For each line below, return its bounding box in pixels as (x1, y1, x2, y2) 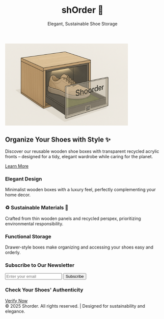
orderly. (5, 249, 21, 255)
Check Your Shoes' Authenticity (5, 286, 83, 293)
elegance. (5, 308, 26, 314)
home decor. (5, 192, 31, 198)
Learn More (5, 163, 29, 169)
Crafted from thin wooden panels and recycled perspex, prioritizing (5, 215, 141, 221)
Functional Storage (5, 233, 52, 240)
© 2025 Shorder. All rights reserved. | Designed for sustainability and (5, 303, 145, 309)
